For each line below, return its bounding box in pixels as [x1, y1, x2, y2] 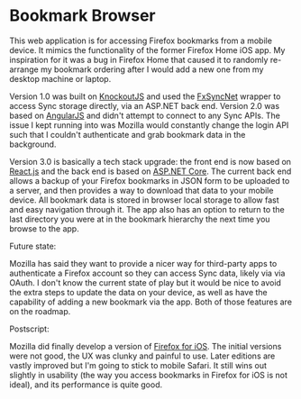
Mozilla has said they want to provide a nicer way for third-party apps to [9, 258, 278, 268]
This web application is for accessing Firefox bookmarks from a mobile [9, 35, 273, 46]
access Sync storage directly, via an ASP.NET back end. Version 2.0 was [9, 100, 280, 111]
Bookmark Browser [9, 5, 156, 26]
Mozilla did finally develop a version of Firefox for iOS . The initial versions [9, 340, 282, 351]
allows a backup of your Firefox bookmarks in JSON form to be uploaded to [9, 175, 290, 186]
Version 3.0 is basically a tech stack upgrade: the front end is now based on [9, 156, 291, 167]
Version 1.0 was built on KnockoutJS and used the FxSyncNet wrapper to [9, 91, 281, 102]
